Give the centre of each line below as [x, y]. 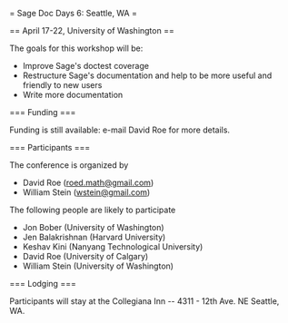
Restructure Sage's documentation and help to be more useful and [147, 75]
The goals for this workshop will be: [76, 48]
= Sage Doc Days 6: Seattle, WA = [74, 13]
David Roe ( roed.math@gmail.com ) [88, 182]
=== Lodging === [43, 284]
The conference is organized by [69, 165]
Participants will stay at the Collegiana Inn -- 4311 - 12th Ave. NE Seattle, [144, 301]
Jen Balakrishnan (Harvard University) [94, 237]
